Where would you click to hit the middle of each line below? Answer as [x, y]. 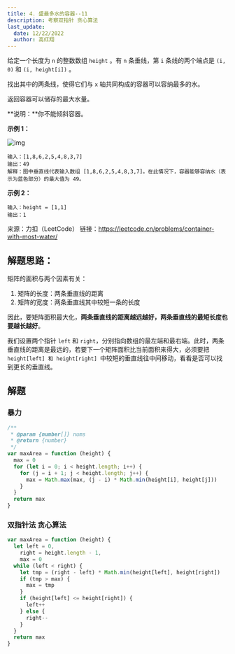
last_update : [26, 27]
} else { [33, 611]
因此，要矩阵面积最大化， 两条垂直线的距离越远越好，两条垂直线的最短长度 [114, 317]
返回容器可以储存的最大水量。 [50, 99]
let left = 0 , [34, 546]
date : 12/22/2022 [39, 33]
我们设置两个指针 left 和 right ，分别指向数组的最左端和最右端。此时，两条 [116, 341]
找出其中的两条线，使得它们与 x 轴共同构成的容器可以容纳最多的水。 [106, 84]
